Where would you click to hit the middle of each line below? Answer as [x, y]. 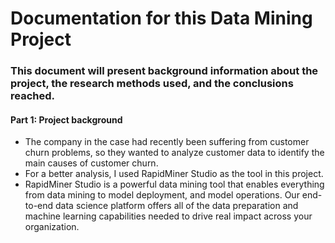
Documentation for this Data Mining [161, 18]
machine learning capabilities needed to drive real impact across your [168, 216]
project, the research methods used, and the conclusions [152, 84]
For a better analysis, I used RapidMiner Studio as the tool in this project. [174, 174]
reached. [32, 96]
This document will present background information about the [164, 71]
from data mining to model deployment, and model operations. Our [162, 195]
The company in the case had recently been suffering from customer [167, 142]
